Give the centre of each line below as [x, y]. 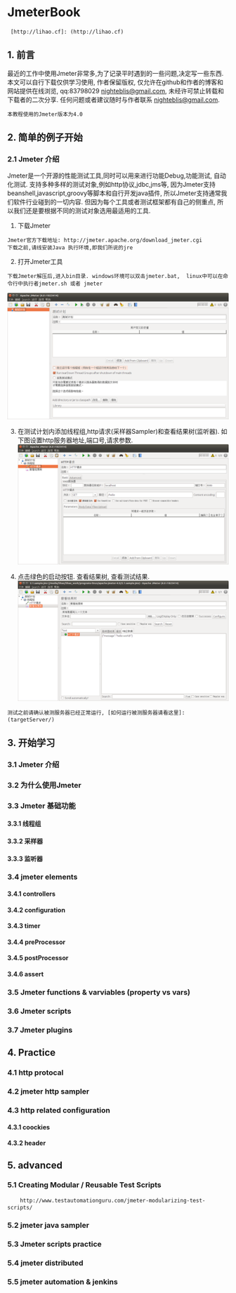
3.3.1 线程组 [24, 824]
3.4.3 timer [24, 926]
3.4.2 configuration [36, 910]
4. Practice [32, 1053]
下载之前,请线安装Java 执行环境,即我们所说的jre [70, 248]
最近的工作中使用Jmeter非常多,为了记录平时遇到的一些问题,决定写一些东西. [116, 73]
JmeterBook [44, 12]
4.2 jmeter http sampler [48, 1092]
